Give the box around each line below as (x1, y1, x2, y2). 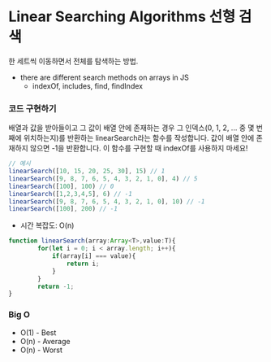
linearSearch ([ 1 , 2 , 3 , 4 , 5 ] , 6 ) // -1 (8, 190, 132, 198)
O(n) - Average (19, 336, 71, 346)
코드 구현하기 (8, 102, 57, 114)
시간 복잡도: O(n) (19, 220, 75, 230)
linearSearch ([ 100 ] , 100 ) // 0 (8, 182, 114, 190)
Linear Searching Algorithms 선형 (8, 7, 236, 26)
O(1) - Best (19, 327, 57, 338)
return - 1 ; (37, 282, 75, 290)
